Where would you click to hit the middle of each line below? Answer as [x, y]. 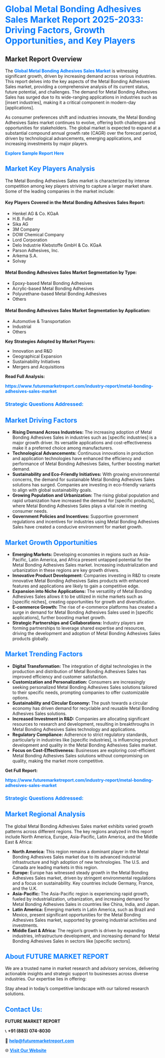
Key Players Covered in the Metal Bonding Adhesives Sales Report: [75, 203]
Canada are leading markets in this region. [55, 867]
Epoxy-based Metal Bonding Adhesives [52, 283]
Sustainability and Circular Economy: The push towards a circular [80, 703]
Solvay [19, 261]
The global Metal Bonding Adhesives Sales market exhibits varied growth [79, 826]
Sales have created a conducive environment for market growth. [77, 527]
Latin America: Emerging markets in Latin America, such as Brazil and [83, 909]
